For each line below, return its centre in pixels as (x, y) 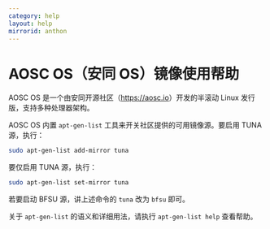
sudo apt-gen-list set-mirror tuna (69, 183)
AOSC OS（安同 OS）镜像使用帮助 (124, 73)
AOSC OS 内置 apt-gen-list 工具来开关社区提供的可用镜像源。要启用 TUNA (135, 125)
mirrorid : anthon (38, 31)
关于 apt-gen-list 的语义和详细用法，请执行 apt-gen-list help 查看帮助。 (133, 217)
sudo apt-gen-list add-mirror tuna (69, 151)
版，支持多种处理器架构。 (51, 108)
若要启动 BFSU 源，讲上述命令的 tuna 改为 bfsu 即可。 (99, 199)
